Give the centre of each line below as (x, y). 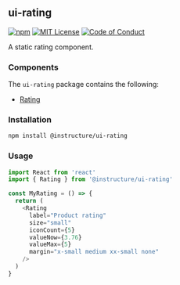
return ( (29, 201)
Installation (30, 120)
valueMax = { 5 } (50, 245)
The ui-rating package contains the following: (83, 85)
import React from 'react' (52, 172)
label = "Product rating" (68, 215)
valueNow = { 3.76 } (55, 237)
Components (33, 67)
